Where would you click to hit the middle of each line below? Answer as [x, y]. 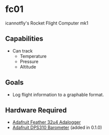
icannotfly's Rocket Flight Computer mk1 [47, 23]
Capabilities [24, 39]
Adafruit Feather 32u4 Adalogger [46, 122]
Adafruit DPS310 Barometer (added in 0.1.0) [57, 127]
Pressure [29, 61]
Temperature [33, 56]
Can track [22, 50]
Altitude [28, 66]
